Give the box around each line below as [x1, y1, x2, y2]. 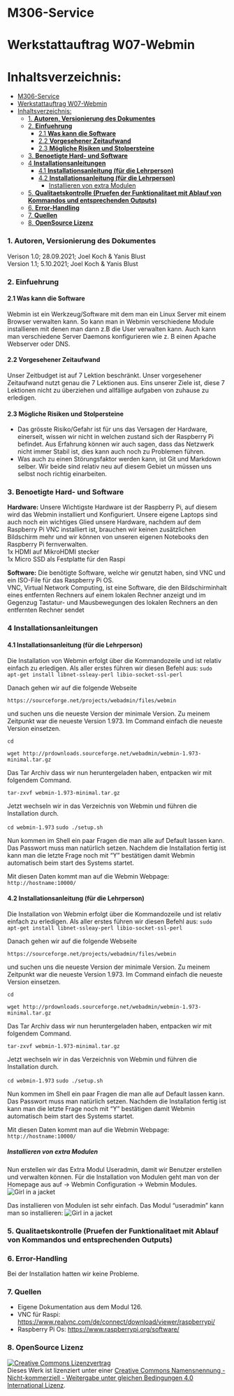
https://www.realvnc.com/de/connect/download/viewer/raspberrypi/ [17, 1318, 215, 1326]
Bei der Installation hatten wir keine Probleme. [7, 1269, 140, 1278]
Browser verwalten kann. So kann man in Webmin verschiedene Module [7, 317, 214, 326]
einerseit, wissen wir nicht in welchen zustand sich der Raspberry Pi [17, 433, 214, 441]
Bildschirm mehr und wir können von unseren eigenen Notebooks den [7, 533, 209, 541]
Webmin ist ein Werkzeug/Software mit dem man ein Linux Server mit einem [7, 309, 226, 318]
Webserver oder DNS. [7, 340, 71, 348]
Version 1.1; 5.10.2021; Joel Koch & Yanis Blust [7, 259, 138, 267]
